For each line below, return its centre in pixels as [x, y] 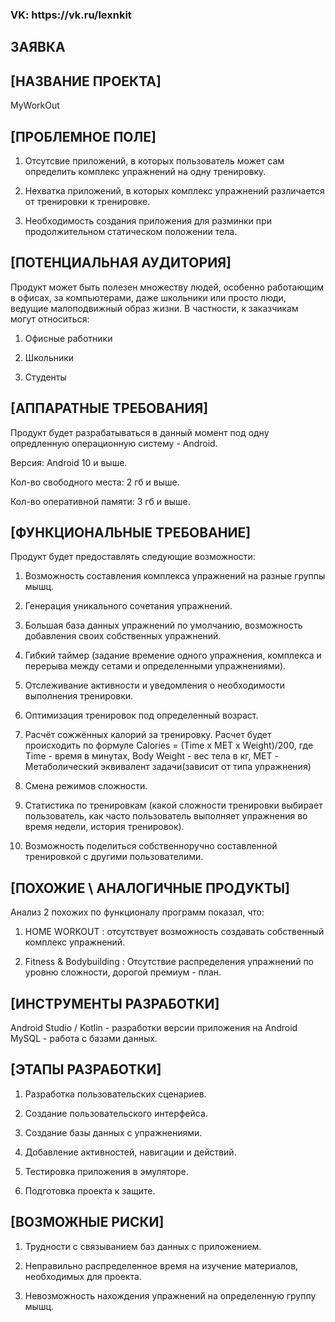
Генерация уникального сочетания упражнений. [128, 606]
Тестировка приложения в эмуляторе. [106, 1171]
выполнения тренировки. [79, 696]
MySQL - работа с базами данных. [84, 1038]
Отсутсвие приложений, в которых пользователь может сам [154, 160]
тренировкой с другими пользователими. [114, 857]
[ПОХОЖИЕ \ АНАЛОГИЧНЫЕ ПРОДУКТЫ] [150, 888]
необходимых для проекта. [83, 1276]
